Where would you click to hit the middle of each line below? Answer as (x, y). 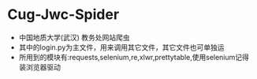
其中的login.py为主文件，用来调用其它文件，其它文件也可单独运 (122, 47)
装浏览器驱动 (39, 67)
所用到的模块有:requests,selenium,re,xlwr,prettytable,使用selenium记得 (134, 57)
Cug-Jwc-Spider (63, 15)
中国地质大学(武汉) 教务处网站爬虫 (74, 37)
